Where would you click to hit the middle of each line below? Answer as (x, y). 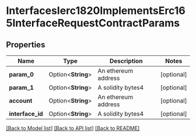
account (21, 101)
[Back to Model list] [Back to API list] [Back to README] (73, 128)
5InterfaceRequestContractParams (93, 23)
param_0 (21, 74)
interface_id (26, 114)
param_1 (21, 87)
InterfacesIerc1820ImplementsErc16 (96, 11)
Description (126, 61)
